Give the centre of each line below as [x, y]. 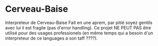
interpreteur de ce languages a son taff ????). [52, 38]
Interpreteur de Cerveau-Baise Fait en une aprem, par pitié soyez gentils [79, 23]
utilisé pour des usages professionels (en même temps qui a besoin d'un [79, 33]
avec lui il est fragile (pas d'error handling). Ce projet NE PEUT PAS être [78, 27]
